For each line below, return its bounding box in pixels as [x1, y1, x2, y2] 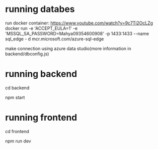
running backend [5, 68, 78, 80]
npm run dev [5, 138, 31, 144]
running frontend [5, 112, 78, 123]
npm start [5, 94, 25, 100]
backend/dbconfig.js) [5, 51, 49, 57]
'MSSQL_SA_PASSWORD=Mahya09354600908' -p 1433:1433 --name [5, 30, 149, 36]
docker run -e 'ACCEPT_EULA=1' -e [5, 25, 78, 31]
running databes [5, 3, 75, 15]
